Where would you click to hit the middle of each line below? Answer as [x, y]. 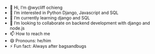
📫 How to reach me [30, 34]
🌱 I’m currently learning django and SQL [50, 18]
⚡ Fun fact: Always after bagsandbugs [48, 46]
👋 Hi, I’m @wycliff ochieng [36, 8]
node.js [17, 28]
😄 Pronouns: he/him [30, 41]
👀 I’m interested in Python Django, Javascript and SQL [64, 13]
